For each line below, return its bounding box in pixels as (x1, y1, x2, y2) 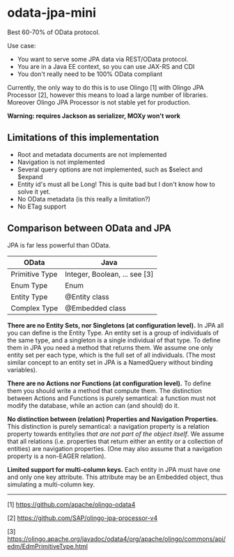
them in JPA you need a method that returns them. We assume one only (7, 343, 214, 351)
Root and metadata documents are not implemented (17, 150, 167, 158)
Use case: (7, 41, 36, 49)
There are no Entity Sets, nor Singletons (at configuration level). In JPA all (7, 321, 224, 329)
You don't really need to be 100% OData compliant (17, 70, 163, 78)
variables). (7, 365, 38, 374)
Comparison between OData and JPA (7, 222, 172, 234)
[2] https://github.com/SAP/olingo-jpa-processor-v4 (7, 514, 158, 522)
